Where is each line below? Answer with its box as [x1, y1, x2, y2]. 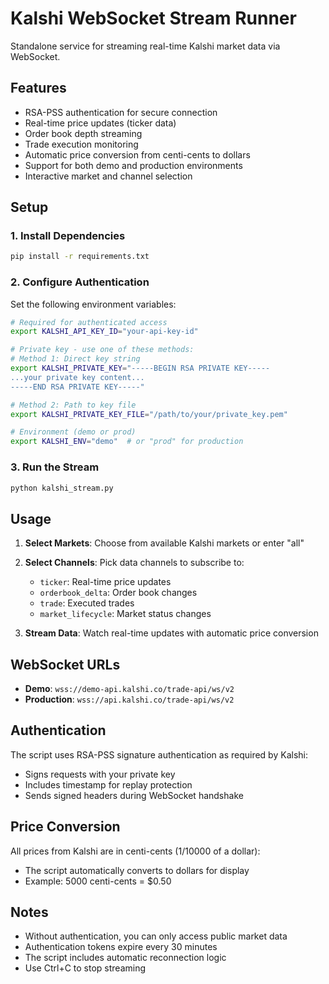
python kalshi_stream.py [10, 483, 114, 493]
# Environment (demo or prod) [10, 427, 137, 437]
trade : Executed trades [39, 597, 135, 609]
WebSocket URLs [10, 656, 121, 673]
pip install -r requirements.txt [10, 252, 150, 262]
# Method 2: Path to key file [10, 400, 137, 410]
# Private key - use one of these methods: [10, 345, 195, 355]
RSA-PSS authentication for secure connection [24, 106, 218, 118]
